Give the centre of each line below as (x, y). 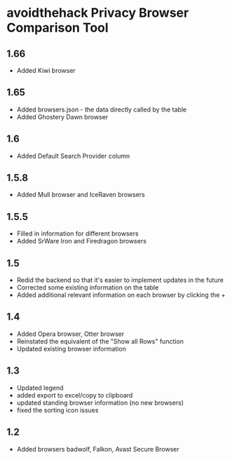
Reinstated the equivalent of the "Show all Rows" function (100, 341)
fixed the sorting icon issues (57, 410)
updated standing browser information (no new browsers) (100, 402)
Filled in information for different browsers (77, 234)
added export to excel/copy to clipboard (75, 395)
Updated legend (40, 388)
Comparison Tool (58, 28)
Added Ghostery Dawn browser (62, 116)
